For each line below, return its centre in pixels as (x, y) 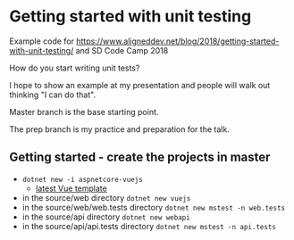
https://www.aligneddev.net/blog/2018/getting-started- (177, 41)
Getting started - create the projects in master (140, 157)
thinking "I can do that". (53, 95)
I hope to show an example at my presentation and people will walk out (140, 85)
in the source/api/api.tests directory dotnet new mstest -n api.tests (149, 226)
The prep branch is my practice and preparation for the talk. (119, 129)
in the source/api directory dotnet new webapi (106, 217)
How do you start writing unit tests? (75, 68)
